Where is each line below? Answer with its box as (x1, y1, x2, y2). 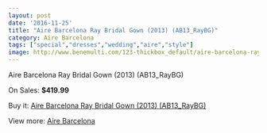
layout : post (8, 11, 52, 20)
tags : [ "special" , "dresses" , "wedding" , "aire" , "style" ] (8, 41, 194, 49)
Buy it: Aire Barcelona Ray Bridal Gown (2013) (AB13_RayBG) (8, 101, 207, 110)
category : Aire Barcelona (8, 33, 94, 42)
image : (8, 48, 30, 56)
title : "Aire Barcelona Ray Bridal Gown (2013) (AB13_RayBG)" (8, 26, 219, 34)
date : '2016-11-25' (8, 19, 73, 27)
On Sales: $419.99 (8, 85, 70, 95)
